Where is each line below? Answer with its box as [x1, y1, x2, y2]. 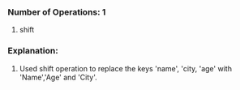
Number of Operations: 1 [7, 6, 106, 18]
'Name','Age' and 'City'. [19, 72, 98, 82]
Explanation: [7, 45, 58, 57]
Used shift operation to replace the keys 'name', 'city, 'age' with [19, 63, 233, 73]
